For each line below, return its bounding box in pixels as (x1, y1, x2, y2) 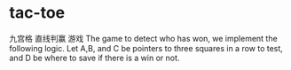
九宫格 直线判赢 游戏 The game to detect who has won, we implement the (9, 33, 278, 43)
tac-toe (9, 3, 66, 23)
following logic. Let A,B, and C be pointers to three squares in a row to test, (9, 43, 284, 53)
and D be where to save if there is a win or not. (9, 52, 180, 63)
